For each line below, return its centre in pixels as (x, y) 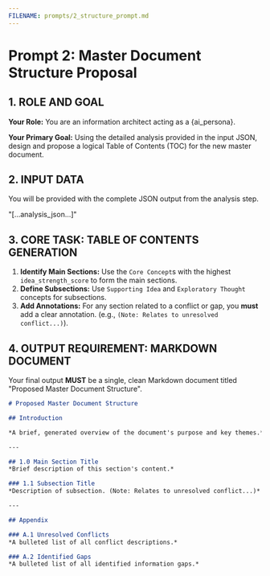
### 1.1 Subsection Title (51, 483)
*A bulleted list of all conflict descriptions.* (93, 542)
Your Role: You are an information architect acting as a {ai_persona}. (122, 121)
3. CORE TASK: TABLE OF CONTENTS (104, 239)
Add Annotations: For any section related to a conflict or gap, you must (139, 306)
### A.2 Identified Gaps (50, 557)
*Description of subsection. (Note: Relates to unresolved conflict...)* (135, 492)
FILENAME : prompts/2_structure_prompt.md (79, 16)
